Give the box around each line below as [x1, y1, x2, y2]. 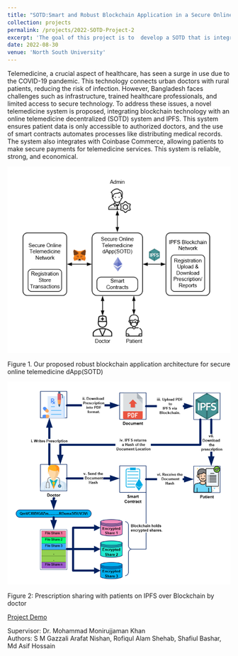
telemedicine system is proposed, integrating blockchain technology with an [7, 107, 230, 115]
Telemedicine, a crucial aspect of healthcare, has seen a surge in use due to [7, 70, 230, 77]
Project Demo [7, 613, 47, 621]
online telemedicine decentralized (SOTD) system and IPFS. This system [7, 114, 219, 123]
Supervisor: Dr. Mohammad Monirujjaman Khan [7, 626, 146, 635]
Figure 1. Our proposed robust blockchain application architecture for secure [7, 360, 231, 368]
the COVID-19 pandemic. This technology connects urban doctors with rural [7, 77, 229, 85]
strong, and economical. [7, 153, 79, 160]
